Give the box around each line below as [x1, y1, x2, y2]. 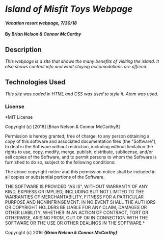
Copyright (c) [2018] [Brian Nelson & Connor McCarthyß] [5, 124, 120, 130]
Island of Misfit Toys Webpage [5, 3, 133, 15]
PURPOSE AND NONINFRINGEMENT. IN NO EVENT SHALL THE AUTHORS [5, 199, 156, 205]
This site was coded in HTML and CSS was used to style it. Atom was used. [5, 91, 159, 97]
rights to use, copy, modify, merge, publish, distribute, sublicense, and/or [5, 149, 153, 155]
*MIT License [5, 114, 33, 120]
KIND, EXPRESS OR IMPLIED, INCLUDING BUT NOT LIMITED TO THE [5, 189, 144, 195]
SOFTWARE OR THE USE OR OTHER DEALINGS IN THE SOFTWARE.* [5, 220, 145, 226]
